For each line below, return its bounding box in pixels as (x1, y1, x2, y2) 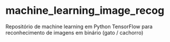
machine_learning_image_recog (5, 4, 165, 17)
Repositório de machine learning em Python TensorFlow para (5, 23, 153, 30)
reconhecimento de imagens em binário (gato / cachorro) (5, 29, 144, 36)
